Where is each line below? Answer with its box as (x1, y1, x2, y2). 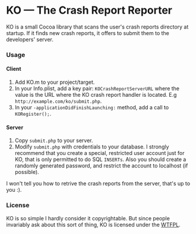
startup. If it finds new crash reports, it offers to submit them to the (6, 29, 169, 36)
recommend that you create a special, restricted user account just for (14, 150, 185, 157)
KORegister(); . (14, 110, 52, 118)
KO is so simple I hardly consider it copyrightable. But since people (6, 214, 170, 222)
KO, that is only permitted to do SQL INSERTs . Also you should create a (14, 156, 186, 163)
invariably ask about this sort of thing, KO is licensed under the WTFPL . (6, 221, 181, 228)
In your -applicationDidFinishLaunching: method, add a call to (14, 104, 169, 111)
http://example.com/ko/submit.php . (14, 97, 102, 105)
